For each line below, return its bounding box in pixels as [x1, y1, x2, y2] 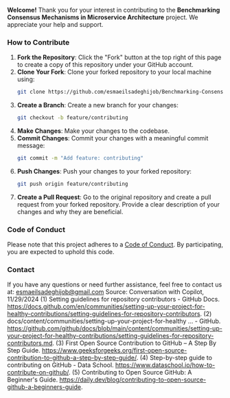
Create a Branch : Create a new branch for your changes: [16, 101, 179, 109]
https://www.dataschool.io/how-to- [115, 361, 216, 369]
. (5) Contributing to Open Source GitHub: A [68, 368, 192, 377]
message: [16, 141, 45, 150]
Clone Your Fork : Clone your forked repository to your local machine [16, 68, 211, 76]
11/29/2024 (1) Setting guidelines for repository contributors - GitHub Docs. [7, 295, 220, 304]
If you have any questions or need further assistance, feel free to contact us [7, 280, 222, 289]
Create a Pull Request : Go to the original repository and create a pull [16, 193, 211, 201]
